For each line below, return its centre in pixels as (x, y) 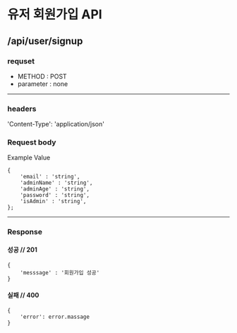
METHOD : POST (42, 76)
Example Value (29, 158)
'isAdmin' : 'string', (53, 202)
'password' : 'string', (55, 195)
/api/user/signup (45, 41)
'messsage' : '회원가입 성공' (60, 272)
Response (25, 232)
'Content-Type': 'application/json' (56, 124)
